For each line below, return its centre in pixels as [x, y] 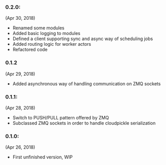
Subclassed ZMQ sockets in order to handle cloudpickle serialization [84, 123]
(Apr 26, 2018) [20, 147]
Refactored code [30, 50]
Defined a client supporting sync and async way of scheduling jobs [83, 39]
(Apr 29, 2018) [20, 74]
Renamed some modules [38, 28]
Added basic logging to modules [46, 34]
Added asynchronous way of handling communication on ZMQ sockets [87, 84]
